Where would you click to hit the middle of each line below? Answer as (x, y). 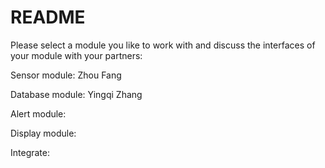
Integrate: (30, 152)
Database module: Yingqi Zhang (76, 94)
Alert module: (38, 113)
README (48, 17)
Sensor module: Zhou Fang (66, 75)
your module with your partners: (76, 55)
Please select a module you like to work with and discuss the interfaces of (163, 45)
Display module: (43, 133)
